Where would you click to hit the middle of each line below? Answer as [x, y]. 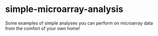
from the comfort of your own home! [43, 28]
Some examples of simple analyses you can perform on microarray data [79, 23]
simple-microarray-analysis [64, 9]
